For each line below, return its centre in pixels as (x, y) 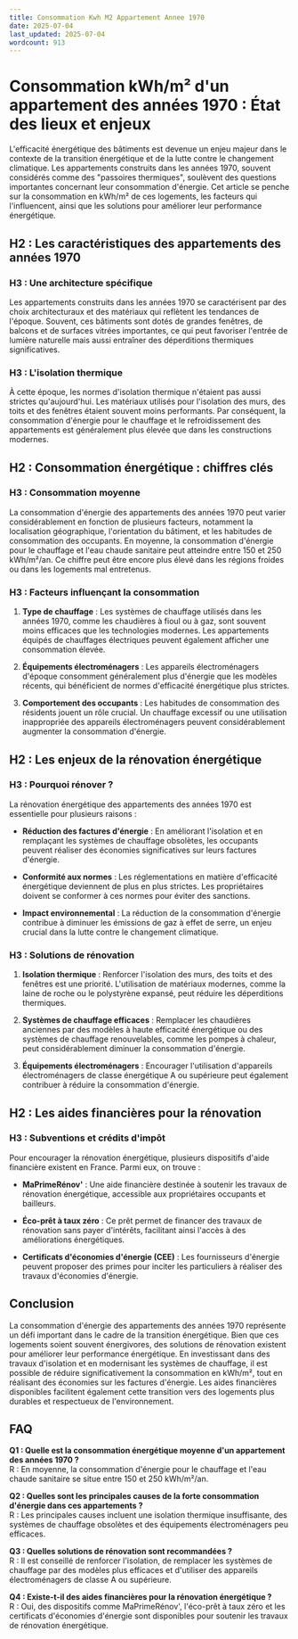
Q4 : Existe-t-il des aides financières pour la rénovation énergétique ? (141, 1597)
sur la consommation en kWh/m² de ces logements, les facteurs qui (133, 196)
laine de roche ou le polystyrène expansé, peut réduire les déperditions (153, 993)
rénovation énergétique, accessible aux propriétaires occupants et (144, 1194)
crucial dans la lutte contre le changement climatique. (121, 932)
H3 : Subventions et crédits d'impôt (88, 1138)
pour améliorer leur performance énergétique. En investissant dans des (140, 1354)
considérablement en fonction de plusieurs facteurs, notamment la (131, 522)
